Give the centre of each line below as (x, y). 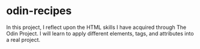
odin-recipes (39, 11)
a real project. (23, 40)
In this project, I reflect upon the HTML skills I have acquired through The (96, 27)
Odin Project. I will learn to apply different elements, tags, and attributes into (100, 33)
